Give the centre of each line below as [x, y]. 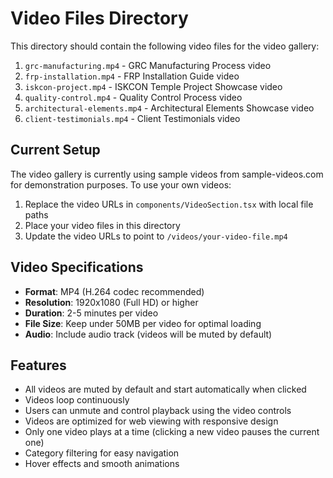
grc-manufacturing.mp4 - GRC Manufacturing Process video [148, 65]
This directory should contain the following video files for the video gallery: [165, 46]
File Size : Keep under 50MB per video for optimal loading [143, 323]
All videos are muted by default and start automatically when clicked [165, 389]
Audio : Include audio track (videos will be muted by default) [148, 334]
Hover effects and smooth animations [102, 464]
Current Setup [55, 150]
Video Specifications [77, 267]
